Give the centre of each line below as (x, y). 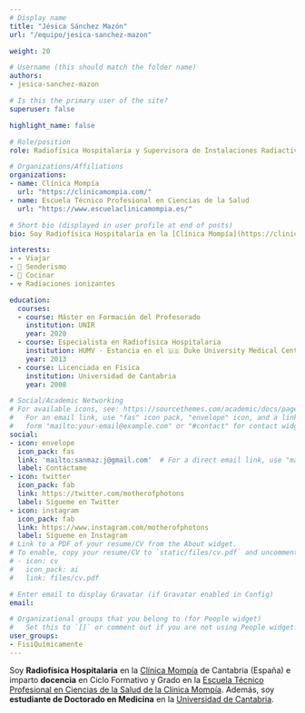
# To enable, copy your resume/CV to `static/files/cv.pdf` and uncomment (154, 553)
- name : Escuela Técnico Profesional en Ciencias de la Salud (129, 200)
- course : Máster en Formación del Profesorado (109, 317)
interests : (30, 250)
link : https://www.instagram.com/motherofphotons (113, 527)
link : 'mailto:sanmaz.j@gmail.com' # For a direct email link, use (150, 460)
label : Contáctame (53, 468)
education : (30, 300)
